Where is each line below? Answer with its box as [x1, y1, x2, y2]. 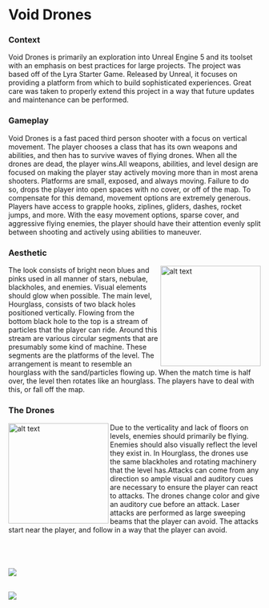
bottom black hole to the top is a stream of [8, 317, 148, 326]
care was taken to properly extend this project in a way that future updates [8, 87, 255, 96]
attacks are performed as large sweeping [110, 508, 246, 518]
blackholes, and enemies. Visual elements [8, 282, 147, 292]
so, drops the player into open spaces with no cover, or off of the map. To [8, 184, 251, 194]
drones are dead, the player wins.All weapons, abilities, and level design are [8, 159, 259, 168]
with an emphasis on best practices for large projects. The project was [8, 61, 242, 71]
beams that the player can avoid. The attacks [110, 517, 259, 526]
